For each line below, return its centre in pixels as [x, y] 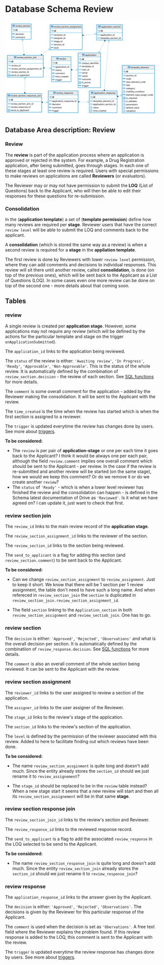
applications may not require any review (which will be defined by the [75, 331]
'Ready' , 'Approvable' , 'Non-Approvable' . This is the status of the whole [78, 366]
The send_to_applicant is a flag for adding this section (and [65, 555]
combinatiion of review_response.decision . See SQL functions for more [77, 649]
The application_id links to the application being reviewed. [65, 351]
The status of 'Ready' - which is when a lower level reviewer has [78, 487]
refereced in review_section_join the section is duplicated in [74, 595]
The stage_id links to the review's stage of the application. [64, 717]
